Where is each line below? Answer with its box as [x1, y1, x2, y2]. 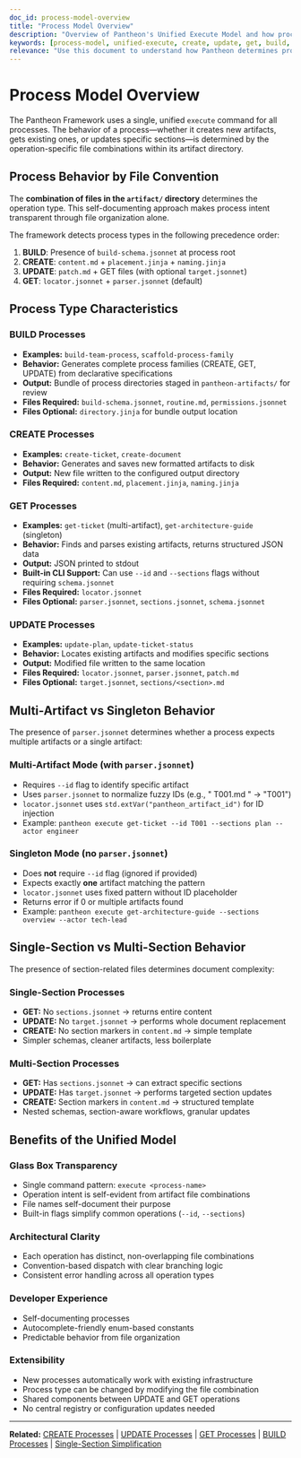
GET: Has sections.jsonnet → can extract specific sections [21, 1078, 243, 1089]
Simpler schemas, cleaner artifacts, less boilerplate [21, 1035, 212, 1046]
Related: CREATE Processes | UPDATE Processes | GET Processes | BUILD [9, 1428, 287, 1439]
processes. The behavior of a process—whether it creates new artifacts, [9, 125, 277, 135]
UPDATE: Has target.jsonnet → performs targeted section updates [21, 1087, 272, 1098]
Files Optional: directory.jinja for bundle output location [21, 405, 238, 417]
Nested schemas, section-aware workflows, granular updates [21, 1107, 251, 1117]
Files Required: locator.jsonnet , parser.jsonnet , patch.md [21, 667, 239, 678]
